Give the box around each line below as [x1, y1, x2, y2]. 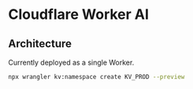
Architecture [8, 37, 72, 50]
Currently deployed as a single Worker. [8, 57, 135, 67]
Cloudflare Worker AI [8, 6, 150, 24]
